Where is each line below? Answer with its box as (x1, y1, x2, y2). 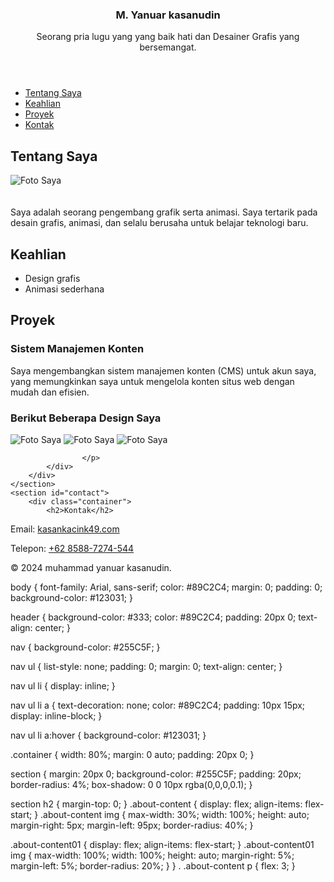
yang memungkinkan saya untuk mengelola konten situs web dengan (10, 375, 295, 387)
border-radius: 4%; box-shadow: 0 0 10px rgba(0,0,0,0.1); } (10, 778, 253, 790)
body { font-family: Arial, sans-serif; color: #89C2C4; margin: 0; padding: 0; (10, 581, 323, 593)
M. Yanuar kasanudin (115, 8, 221, 22)
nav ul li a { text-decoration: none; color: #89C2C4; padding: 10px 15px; (10, 699, 306, 711)
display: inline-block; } (10, 709, 103, 722)
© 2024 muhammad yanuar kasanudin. (10, 561, 172, 573)
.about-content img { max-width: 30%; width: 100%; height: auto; (40, 808, 310, 820)
